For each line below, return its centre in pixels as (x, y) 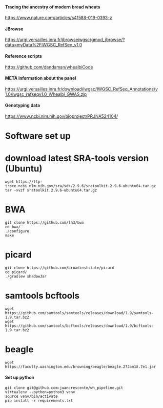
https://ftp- (29, 182)
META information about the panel (41, 78)
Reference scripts (24, 56)
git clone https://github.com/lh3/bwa (44, 223)
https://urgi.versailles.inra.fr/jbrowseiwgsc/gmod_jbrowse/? (65, 40)
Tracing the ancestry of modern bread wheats (53, 7)
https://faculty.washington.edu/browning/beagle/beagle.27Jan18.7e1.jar (81, 366)
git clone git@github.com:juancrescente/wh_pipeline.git (64, 388)
